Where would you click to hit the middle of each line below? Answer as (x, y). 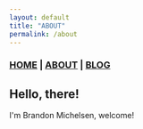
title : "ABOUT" (38, 26)
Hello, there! (44, 94)
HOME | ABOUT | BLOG (60, 65)
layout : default (39, 17)
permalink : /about (43, 34)
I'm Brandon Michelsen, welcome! (72, 116)
